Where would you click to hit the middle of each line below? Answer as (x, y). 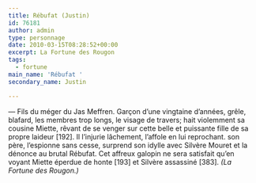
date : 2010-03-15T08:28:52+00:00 (63, 45)
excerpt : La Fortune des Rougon (61, 52)
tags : (17, 60)
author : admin (32, 30)
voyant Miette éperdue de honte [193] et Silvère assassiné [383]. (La (120, 162)
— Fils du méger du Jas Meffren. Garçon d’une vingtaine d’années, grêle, (127, 111)
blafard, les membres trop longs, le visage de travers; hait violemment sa (126, 120)
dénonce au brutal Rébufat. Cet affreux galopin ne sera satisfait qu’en (121, 153)
